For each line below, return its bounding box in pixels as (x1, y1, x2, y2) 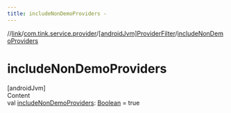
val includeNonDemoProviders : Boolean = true (7, 98, 140, 107)
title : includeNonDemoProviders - (7, 10, 108, 17)
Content (7, 91, 31, 99)
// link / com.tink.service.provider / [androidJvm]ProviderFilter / (7, 29, 178, 37)
